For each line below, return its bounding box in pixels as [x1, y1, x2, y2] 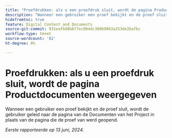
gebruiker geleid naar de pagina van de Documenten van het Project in [5, 111, 155, 118]
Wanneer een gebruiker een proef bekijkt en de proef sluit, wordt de [5, 106, 149, 112]
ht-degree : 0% [5, 41, 36, 46]
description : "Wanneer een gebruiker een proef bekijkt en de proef [5, 12, 155, 17]
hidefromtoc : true [5, 17, 45, 22]
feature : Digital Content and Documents [5, 21, 93, 27]
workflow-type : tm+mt [5, 31, 52, 36]
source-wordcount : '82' [5, 36, 56, 41]
